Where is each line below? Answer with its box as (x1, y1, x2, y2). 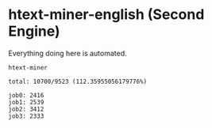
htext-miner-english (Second (8, 6, 205, 24)
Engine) (8, 22, 61, 40)
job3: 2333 (8, 112, 44, 120)
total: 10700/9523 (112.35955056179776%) (8, 77, 148, 85)
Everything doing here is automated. (8, 48, 127, 58)
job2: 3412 (8, 105, 44, 113)
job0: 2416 (8, 91, 44, 100)
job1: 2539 (8, 98, 44, 106)
